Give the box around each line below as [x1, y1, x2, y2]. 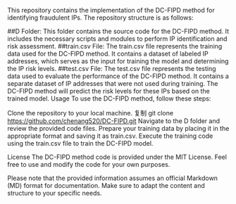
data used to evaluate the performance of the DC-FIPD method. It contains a [7, 72, 229, 80]
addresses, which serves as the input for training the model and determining [7, 57, 229, 65]
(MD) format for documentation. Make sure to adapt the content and [7, 181, 206, 189]
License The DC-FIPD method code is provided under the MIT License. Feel [7, 153, 228, 161]
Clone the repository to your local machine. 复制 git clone [7, 109, 174, 117]
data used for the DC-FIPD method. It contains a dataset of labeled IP [7, 49, 209, 58]
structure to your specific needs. [7, 189, 102, 197]
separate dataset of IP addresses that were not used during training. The [7, 79, 218, 87]
